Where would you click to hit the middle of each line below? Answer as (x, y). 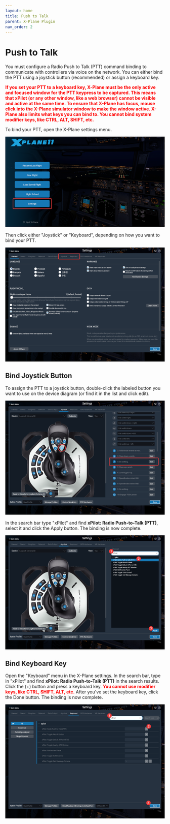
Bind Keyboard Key (36, 663)
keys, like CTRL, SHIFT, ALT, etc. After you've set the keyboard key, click (82, 692)
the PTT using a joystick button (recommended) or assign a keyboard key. (82, 78)
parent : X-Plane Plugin (30, 21)
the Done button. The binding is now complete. (54, 697)
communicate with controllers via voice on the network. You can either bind (84, 72)
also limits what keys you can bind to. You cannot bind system (85, 114)
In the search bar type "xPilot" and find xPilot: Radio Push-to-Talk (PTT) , (82, 523)
